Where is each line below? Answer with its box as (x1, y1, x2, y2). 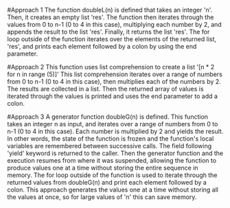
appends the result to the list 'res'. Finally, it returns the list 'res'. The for (7, 27, 210, 36)
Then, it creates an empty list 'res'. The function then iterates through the (7, 13, 214, 21)
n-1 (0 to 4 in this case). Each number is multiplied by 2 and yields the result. (7, 127, 224, 135)
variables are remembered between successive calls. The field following (7, 142, 212, 150)
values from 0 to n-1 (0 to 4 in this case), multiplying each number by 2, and (7, 21, 222, 28)
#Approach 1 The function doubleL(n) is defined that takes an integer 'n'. (7, 6, 213, 14)
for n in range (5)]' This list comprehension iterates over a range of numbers (7, 70, 223, 78)
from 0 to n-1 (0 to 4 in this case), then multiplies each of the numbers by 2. (7, 78, 221, 85)
